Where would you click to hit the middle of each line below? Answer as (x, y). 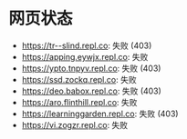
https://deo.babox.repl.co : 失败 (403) (91, 91)
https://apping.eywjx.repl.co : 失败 (85, 56)
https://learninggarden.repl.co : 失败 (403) (100, 114)
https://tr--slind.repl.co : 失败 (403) (87, 45)
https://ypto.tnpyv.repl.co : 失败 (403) (91, 68)
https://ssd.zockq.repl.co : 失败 (79, 79)
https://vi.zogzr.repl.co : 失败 (75, 124)
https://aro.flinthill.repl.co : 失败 (79, 102)
